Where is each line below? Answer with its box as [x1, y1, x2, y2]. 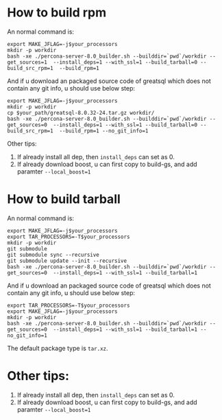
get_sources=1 [7, 58, 48, 66]
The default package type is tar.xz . [7, 344, 108, 352]
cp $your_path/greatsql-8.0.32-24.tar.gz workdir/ [7, 109, 155, 116]
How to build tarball [7, 191, 121, 207]
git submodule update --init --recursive [7, 257, 127, 264]
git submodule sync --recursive [7, 251, 99, 258]
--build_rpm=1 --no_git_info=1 [59, 127, 149, 135]
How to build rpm [7, 5, 107, 21]
